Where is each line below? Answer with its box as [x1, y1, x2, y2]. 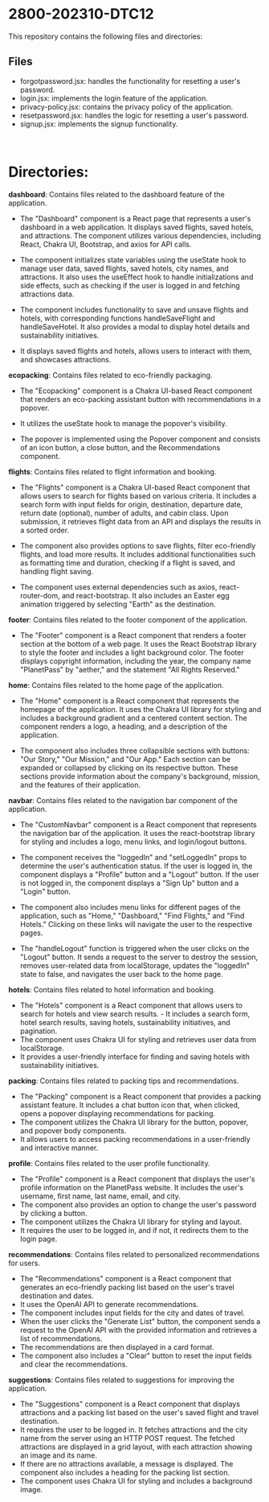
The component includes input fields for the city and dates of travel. [19, 1308, 246, 1318]
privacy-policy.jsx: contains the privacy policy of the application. [19, 101, 234, 111]
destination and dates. [19, 1290, 94, 1301]
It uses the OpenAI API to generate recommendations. [19, 1299, 199, 1309]
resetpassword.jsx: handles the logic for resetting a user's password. [19, 110, 249, 120]
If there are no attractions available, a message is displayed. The [19, 1459, 234, 1468]
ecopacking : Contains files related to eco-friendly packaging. [8, 370, 213, 379]
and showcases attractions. [19, 354, 112, 364]
